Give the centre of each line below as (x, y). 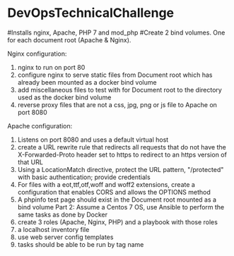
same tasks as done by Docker (63, 214)
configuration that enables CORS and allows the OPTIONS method (114, 192)
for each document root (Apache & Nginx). (69, 39)
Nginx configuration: (37, 54)
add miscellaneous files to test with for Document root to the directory (120, 90)
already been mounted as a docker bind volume (87, 82)
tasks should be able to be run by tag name (81, 244)
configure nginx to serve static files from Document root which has (115, 75)
